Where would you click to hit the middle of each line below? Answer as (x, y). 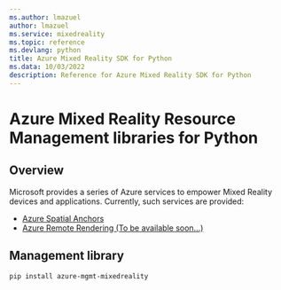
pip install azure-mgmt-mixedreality (79, 276)
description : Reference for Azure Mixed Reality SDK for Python (130, 75)
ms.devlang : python (45, 51)
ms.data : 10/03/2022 (47, 67)
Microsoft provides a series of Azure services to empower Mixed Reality (141, 192)
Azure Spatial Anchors (63, 218)
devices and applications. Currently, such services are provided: (127, 201)
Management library (66, 256)
